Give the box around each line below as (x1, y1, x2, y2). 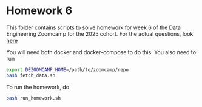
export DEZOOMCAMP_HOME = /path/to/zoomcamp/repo (6, 66, 129, 73)
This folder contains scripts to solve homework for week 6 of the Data (6, 24, 181, 31)
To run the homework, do (6, 83, 70, 91)
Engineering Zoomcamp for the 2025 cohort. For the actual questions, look (6, 30, 194, 37)
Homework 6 (6, 4, 73, 18)
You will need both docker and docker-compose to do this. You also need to (6, 48, 196, 55)
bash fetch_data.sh (6, 72, 56, 78)
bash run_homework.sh (6, 95, 61, 101)
